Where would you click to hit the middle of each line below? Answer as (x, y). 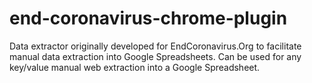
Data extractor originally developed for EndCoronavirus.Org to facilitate (155, 46)
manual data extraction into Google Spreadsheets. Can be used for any (155, 56)
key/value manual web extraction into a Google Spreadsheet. (135, 67)
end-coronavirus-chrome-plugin (148, 18)
